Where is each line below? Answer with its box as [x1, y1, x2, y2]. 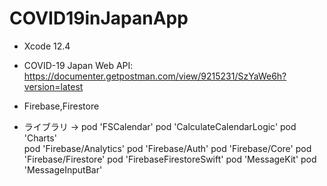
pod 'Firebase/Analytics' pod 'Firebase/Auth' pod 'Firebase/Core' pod [23, 142, 312, 154]
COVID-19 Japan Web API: [23, 59, 134, 71]
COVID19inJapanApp [9, 7, 189, 30]
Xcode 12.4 [23, 40, 71, 52]
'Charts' [23, 132, 57, 144]
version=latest [23, 80, 84, 92]
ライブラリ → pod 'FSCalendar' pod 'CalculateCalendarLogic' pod [23, 120, 297, 132]
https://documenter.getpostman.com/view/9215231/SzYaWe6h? [23, 70, 287, 82]
